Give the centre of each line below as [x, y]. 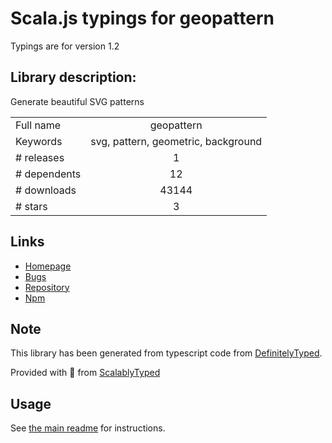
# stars [31, 206]
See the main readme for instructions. [88, 428]
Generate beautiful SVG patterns [77, 101]
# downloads [46, 190]
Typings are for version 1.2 [65, 46]
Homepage [48, 266]
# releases [40, 157]
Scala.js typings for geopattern [142, 18]
